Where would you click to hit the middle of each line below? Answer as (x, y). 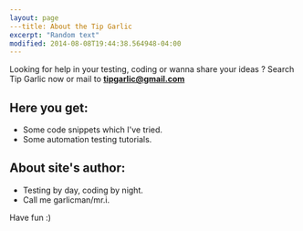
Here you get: (49, 107)
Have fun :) (31, 217)
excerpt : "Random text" (55, 35)
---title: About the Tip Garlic (71, 26)
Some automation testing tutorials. (87, 140)
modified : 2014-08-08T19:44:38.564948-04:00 (95, 43)
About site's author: (68, 168)
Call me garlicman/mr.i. (66, 199)
